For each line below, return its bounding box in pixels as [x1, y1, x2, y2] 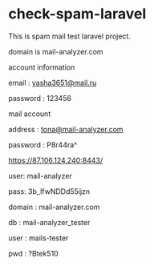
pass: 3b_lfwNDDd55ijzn [8, 186, 91, 196]
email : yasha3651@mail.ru [8, 78, 97, 87]
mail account [8, 109, 51, 119]
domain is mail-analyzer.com [8, 46, 103, 56]
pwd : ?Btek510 [8, 248, 59, 258]
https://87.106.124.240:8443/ [8, 155, 103, 165]
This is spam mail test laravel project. [8, 31, 131, 41]
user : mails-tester [8, 233, 69, 243]
